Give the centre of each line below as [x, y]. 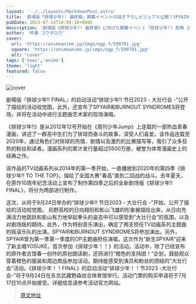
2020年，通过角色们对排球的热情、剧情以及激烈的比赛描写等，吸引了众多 [94, 141]
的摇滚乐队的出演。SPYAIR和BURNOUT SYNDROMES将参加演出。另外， [93, 232]
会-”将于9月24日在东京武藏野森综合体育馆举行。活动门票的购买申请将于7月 [96, 275]
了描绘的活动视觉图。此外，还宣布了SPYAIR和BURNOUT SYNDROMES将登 [96, 107]
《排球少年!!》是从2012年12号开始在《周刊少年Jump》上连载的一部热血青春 [97, 127]
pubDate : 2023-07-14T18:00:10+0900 [49, 22]
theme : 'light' [24, 66]
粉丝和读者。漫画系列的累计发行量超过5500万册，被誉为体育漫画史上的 [102, 149]
